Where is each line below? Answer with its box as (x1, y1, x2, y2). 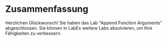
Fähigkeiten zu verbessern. (5, 30, 62, 36)
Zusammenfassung (5, 3, 89, 15)
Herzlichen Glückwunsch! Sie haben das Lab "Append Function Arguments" (5, 20, 162, 26)
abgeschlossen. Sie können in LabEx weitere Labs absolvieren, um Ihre (5, 25, 152, 31)
